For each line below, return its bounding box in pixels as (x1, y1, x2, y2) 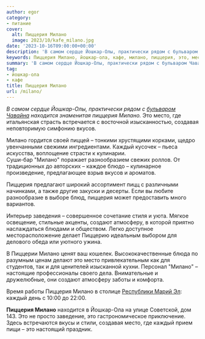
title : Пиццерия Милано (6, 83, 67, 89)
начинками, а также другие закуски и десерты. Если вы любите (6, 187, 174, 194)
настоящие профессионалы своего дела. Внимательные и (6, 269, 159, 277)
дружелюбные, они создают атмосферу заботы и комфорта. (6, 275, 165, 283)
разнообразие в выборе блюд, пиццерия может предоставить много (6, 194, 187, 201)
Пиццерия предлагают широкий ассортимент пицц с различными (6, 181, 179, 188)
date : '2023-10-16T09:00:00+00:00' (6, 43, 97, 49)
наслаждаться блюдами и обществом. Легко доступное (6, 225, 154, 232)
